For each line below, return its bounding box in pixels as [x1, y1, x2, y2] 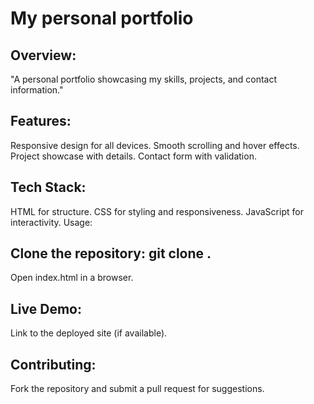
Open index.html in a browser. [10, 272, 134, 284]
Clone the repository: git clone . [10, 245, 212, 262]
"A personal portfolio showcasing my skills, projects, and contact [10, 73, 278, 85]
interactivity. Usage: [10, 216, 93, 228]
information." [10, 84, 64, 96]
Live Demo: [10, 300, 82, 317]
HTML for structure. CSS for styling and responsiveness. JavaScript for [10, 205, 304, 217]
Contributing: [10, 356, 97, 373]
